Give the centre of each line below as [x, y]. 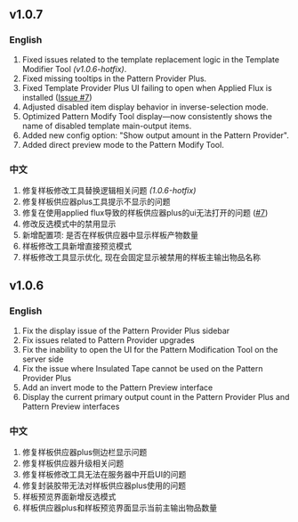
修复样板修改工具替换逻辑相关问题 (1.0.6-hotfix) [109, 190]
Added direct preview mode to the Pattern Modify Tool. [123, 144]
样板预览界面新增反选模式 [69, 496]
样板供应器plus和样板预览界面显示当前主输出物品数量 [120, 508]
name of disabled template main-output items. [107, 126]
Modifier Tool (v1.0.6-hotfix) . [74, 69]
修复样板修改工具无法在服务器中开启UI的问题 [104, 474]
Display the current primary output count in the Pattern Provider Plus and [156, 396]
